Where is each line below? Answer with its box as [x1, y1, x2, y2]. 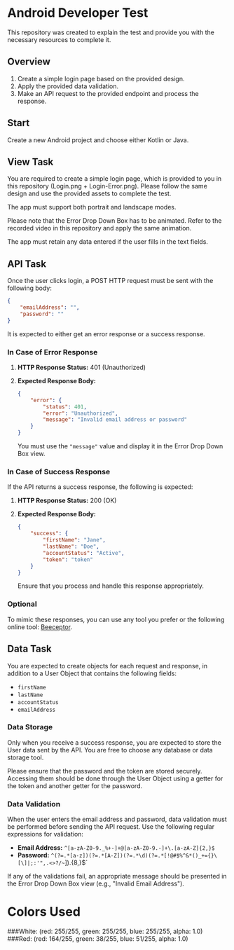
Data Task [7, 643, 52, 655]
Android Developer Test [7, 5, 149, 21]
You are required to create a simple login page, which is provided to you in [7, 174, 222, 183]
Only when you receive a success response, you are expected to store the [7, 738, 222, 747]
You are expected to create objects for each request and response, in [7, 661, 208, 670]
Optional [7, 599, 37, 609]
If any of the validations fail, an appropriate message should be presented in [7, 872, 227, 881]
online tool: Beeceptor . [7, 622, 72, 631]
